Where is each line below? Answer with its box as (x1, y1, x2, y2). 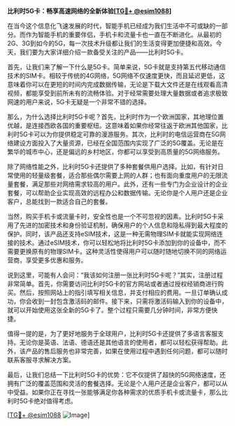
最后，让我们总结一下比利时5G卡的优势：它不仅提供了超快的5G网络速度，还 (7, 371, 226, 378)
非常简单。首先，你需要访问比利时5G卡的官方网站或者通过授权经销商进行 (7, 280, 218, 287)
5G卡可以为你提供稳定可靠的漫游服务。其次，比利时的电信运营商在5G (19, 130, 220, 139)
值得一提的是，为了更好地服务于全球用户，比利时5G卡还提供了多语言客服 (7, 329, 218, 338)
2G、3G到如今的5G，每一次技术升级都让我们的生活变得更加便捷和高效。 (7, 39, 216, 48)
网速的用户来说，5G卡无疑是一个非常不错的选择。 (7, 98, 150, 106)
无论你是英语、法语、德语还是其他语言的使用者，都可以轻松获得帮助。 (19, 339, 222, 346)
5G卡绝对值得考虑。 (19, 397, 77, 405)
